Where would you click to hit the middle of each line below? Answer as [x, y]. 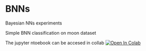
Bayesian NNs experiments [34, 23]
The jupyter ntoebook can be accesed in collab [55, 43]
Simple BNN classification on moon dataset [51, 33]
